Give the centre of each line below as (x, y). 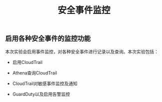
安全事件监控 (84, 10)
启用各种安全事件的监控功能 (48, 39)
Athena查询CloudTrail (35, 72)
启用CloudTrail (27, 62)
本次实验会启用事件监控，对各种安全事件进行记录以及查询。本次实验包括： (82, 51)
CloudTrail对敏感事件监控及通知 (45, 83)
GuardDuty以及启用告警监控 (41, 94)
